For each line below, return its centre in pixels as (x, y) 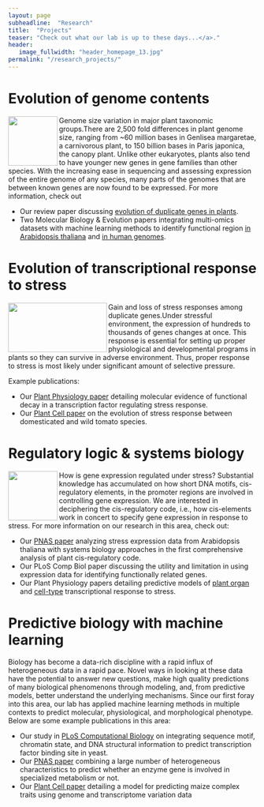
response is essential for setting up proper (177, 340)
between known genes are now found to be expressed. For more (113, 187)
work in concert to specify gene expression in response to (153, 517)
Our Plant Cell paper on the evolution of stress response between (126, 413)
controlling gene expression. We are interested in (138, 500)
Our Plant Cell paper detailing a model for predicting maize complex (130, 786)
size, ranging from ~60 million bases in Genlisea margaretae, (158, 137)
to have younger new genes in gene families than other (148, 162)
